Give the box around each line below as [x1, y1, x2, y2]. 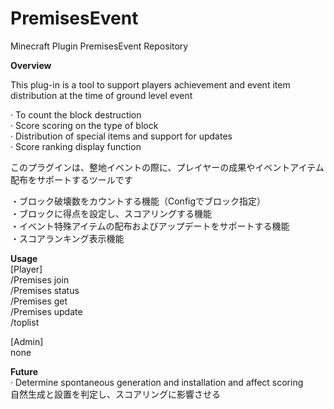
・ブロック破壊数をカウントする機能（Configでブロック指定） [10, 195, 267, 207]
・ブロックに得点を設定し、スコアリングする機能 [10, 207, 212, 219]
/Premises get [10, 295, 68, 307]
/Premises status [10, 284, 80, 296]
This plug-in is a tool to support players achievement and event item [10, 78, 291, 91]
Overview [10, 59, 52, 71]
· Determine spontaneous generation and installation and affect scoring [10, 376, 304, 388]
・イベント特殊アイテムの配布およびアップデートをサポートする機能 [10, 220, 290, 232]
